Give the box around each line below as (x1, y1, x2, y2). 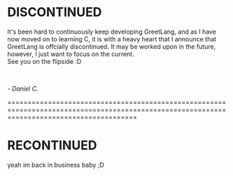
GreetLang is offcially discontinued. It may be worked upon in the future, (7, 42, 216, 50)
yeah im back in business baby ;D (7, 161, 105, 169)
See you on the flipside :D (7, 57, 82, 65)
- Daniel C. (7, 84, 38, 93)
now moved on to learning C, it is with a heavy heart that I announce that (7, 34, 217, 43)
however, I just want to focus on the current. (7, 50, 134, 58)
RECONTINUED (7, 137, 97, 154)
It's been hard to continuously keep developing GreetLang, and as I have (7, 27, 217, 36)
